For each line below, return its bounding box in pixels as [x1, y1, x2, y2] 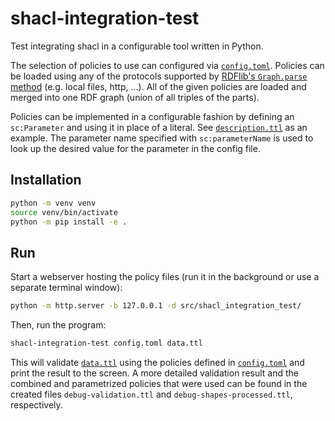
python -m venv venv [10, 198, 97, 208]
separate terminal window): [10, 282, 123, 294]
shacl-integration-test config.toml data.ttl [10, 338, 203, 349]
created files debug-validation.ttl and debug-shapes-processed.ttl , [10, 388, 293, 400]
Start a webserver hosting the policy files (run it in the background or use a [10, 271, 320, 283]
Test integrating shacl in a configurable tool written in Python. [10, 40, 264, 52]
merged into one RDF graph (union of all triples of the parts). [10, 91, 260, 103]
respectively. [10, 398, 63, 411]
